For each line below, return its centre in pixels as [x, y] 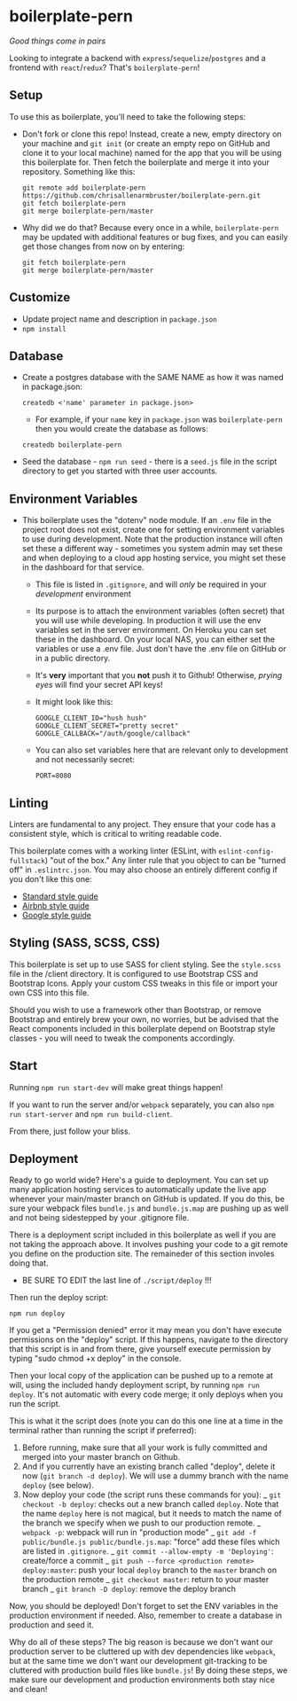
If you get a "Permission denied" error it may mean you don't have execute [145, 1330]
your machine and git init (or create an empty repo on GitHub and [146, 143]
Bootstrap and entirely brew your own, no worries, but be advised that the [144, 1019]
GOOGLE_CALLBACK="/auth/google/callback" [113, 734]
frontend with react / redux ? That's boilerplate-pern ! [105, 67]
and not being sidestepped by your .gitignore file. [99, 1218]
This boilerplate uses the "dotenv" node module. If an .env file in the [147, 520]
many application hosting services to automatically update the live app [138, 1190]
